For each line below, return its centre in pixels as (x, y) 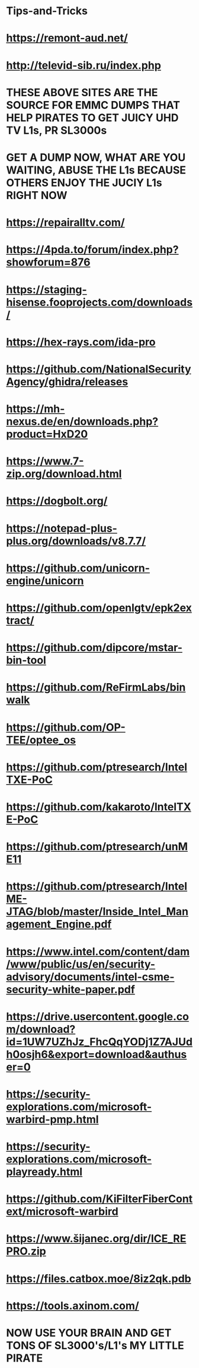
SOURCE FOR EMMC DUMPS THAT (93, 105)
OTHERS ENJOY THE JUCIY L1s (84, 183)
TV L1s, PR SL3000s (57, 130)
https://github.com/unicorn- (78, 568)
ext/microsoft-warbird (62, 1211)
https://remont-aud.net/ (67, 38)
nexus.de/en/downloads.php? (82, 421)
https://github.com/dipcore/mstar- (94, 648)
